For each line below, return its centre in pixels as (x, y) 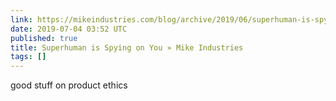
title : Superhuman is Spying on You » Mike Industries (127, 47)
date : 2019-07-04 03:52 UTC (69, 29)
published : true (44, 38)
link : (21, 19)
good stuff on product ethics (69, 85)
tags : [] (28, 57)
